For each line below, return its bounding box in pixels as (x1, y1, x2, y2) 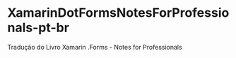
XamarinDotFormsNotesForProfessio (7, 5, 230, 21)
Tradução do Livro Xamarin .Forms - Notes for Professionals (7, 43, 182, 51)
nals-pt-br (7, 20, 69, 36)
